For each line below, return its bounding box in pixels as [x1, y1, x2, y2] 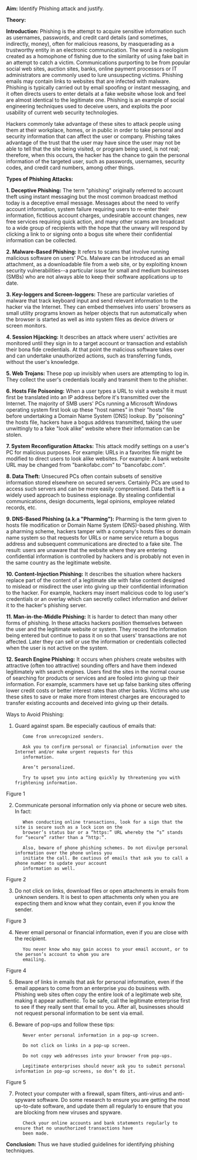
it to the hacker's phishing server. [6, 602, 87, 609]
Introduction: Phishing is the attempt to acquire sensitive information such [6, 28, 186, 35]
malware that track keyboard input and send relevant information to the [6, 297, 178, 304]
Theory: [6, 16, 26, 23]
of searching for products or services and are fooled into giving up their [6, 674, 179, 681]
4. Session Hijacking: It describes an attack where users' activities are [6, 333, 178, 340]
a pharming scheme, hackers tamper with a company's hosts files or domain [6, 528, 191, 534]
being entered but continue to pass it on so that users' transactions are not [6, 632, 186, 638]
